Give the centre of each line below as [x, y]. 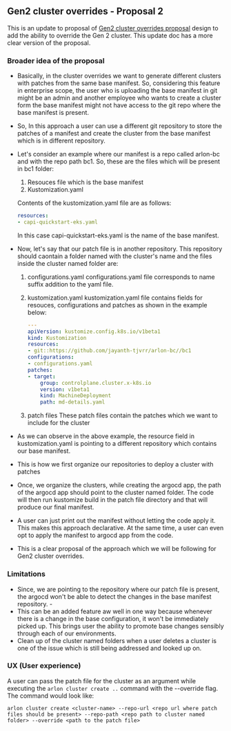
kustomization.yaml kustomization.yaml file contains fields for [115, 298]
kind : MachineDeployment [76, 396]
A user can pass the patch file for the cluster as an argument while [102, 680]
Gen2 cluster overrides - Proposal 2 [85, 11]
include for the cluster [59, 423]
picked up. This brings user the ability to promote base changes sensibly [120, 626]
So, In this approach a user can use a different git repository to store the [120, 126]
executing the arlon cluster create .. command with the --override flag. [113, 688]
